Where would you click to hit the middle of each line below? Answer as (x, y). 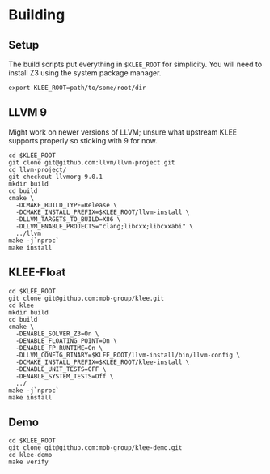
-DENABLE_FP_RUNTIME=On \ (59, 348)
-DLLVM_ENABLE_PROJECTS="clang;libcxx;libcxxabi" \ (105, 226)
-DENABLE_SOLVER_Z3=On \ (57, 334)
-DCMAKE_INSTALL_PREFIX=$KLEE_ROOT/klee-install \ (103, 362)
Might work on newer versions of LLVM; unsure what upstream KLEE (122, 132)
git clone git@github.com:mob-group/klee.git (86, 298)
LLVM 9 (27, 112)
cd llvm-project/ (38, 169)
